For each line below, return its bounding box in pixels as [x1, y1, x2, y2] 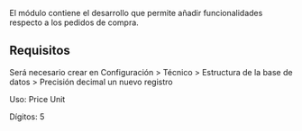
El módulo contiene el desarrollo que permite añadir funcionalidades [9, 8, 263, 18]
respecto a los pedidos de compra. [9, 17, 140, 28]
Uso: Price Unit [9, 93, 66, 104]
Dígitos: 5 [9, 111, 45, 122]
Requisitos [9, 43, 70, 58]
